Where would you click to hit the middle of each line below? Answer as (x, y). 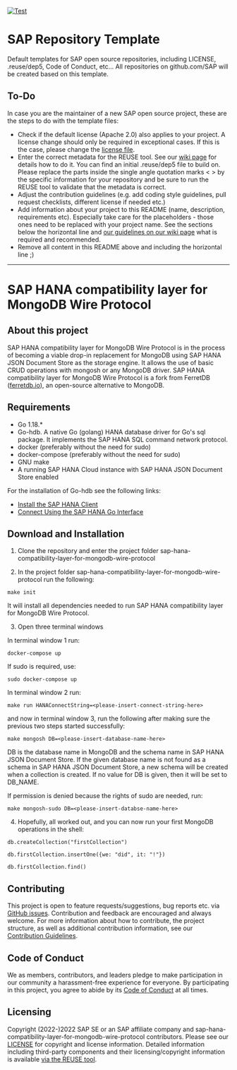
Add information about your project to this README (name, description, (121, 209)
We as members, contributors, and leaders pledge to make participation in (115, 975)
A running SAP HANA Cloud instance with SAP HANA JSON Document (120, 469)
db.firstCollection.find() (47, 867)
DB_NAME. (23, 782)
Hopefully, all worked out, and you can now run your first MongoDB (115, 822)
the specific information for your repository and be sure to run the (113, 179)
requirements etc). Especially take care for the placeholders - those (115, 217)
